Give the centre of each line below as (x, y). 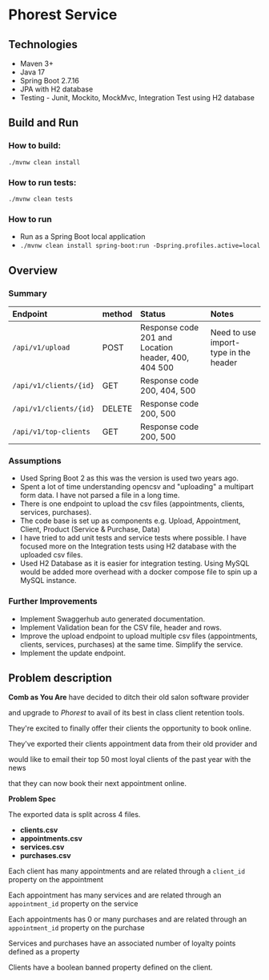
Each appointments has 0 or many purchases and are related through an (128, 919)
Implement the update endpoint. (73, 653)
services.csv (42, 847)
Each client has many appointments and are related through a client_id (127, 871)
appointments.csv (51, 839)
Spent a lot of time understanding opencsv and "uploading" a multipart (137, 487)
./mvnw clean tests (41, 199)
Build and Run (43, 123)
